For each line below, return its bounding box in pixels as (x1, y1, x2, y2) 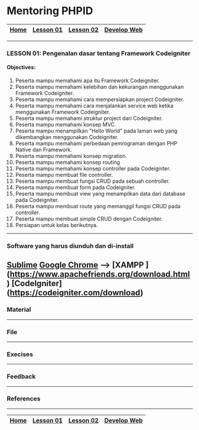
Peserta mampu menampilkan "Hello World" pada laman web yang (15, 127, 178, 134)
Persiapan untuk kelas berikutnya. (15, 222, 98, 229)
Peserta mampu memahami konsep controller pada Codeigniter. (15, 165, 171, 172)
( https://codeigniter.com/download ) (6, 288, 143, 298)
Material (6, 306, 31, 314)
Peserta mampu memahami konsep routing (15, 159, 120, 166)
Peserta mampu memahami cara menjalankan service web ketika (15, 102, 174, 109)
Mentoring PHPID (6, 4, 93, 18)
